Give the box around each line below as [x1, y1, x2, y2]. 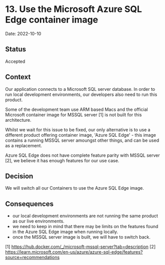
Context [5, 73, 31, 81]
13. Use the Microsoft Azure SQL [5, 3, 142, 15]
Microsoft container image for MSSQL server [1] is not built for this [5, 111, 142, 118]
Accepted [5, 58, 25, 64]
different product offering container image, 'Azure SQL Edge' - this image [5, 132, 156, 138]
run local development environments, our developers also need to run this [5, 91, 157, 97]
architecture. [5, 117, 31, 123]
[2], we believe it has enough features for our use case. [5, 157, 119, 163]
